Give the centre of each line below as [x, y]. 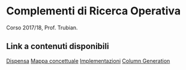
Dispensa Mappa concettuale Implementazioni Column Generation [88, 60]
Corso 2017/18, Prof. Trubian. [42, 28]
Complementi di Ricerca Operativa [94, 11]
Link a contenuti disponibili [58, 46]
